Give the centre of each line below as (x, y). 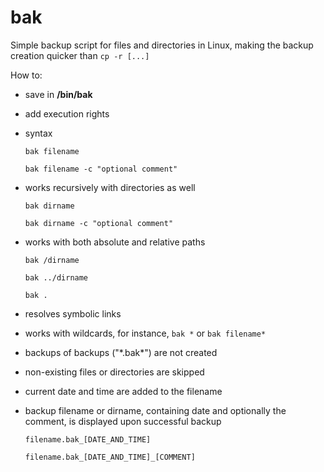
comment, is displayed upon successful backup (123, 421)
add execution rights (67, 113)
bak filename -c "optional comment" (101, 169)
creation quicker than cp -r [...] (80, 55)
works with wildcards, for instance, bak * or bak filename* (145, 333)
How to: (26, 75)
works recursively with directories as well (110, 187)
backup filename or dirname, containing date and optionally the (155, 410)
